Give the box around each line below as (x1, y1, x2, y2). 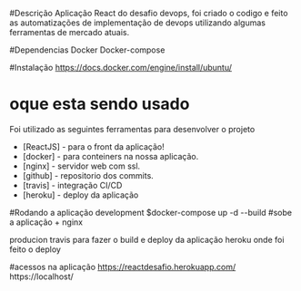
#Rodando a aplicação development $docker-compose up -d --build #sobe (9, 207, 293, 218)
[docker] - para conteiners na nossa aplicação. (22, 150, 199, 161)
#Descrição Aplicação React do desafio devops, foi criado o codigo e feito (9, 8, 288, 18)
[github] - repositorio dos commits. (22, 170, 155, 180)
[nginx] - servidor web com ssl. (22, 160, 141, 171)
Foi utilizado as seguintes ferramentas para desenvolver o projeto (9, 123, 256, 134)
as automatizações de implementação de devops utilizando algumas (9, 17, 266, 28)
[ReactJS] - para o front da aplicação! (22, 141, 166, 152)
